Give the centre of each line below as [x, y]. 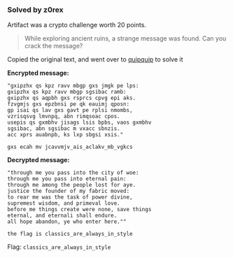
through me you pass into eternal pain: [67, 179]
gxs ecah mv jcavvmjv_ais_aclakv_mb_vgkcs [70, 147]
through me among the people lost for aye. [72, 185]
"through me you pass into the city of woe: [73, 173]
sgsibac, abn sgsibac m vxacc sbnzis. [64, 129]
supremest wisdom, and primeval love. [64, 203]
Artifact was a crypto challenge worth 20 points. [77, 25]
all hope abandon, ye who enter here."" [67, 222]
